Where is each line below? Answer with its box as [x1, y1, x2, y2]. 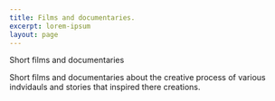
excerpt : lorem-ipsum [9, 22, 91, 31]
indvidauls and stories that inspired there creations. [9, 82, 201, 93]
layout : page [9, 30, 59, 39]
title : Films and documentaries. [9, 13, 136, 23]
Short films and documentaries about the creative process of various [9, 72, 266, 83]
